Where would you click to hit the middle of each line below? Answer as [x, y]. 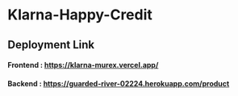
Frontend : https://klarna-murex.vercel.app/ [83, 65]
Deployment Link [51, 45]
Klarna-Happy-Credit [80, 15]
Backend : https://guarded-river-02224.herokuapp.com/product [119, 83]
